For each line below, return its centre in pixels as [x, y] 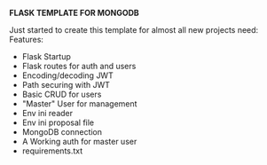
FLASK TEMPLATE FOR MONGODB [74, 13]
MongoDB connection [62, 132]
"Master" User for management [79, 104]
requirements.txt [52, 151]
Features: [27, 39]
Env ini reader [47, 113]
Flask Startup [46, 56]
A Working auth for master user [79, 141]
